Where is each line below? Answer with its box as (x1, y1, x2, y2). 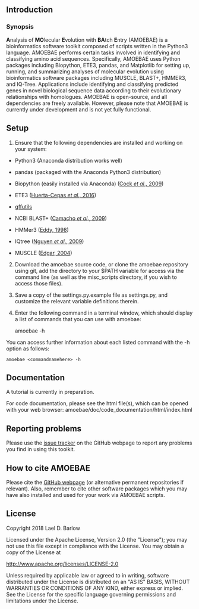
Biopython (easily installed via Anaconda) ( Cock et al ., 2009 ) (14, 180, 164, 187)
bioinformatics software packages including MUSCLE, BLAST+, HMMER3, (6, 74, 187, 81)
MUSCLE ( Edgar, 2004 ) (14, 249, 72, 256)
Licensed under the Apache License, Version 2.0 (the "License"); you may (6, 536, 188, 543)
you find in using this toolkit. (6, 446, 75, 453)
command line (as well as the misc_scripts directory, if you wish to (14, 274, 177, 281)
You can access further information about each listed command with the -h (6, 338, 190, 346)
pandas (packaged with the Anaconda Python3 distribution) (14, 168, 162, 175)
